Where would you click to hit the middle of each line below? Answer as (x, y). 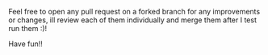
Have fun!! (25, 44)
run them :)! (28, 28)
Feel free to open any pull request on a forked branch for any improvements (134, 12)
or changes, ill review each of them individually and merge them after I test (132, 20)
